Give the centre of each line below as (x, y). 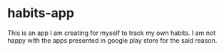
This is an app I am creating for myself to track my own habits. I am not (112, 33)
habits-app (41, 13)
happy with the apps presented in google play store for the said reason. (112, 40)
